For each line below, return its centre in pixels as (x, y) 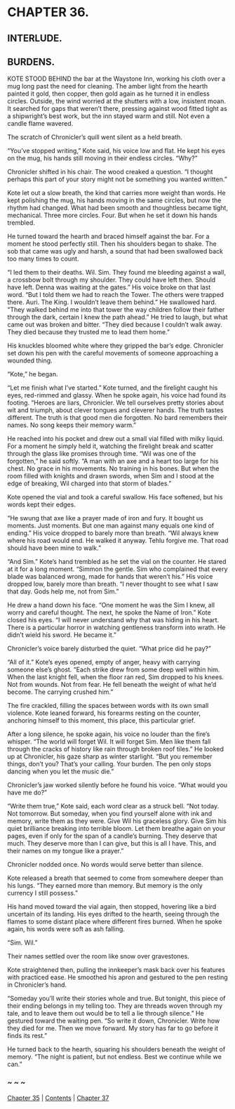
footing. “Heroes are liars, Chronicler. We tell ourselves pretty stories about (116, 403)
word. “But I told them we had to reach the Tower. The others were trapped (116, 295)
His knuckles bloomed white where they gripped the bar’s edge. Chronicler (115, 346)
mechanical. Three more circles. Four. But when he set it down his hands (112, 216)
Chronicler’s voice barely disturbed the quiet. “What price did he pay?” (109, 649)
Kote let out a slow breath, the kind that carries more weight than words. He (116, 193)
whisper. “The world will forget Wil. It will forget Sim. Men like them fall (109, 742)
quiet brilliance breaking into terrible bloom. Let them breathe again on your (116, 829)
